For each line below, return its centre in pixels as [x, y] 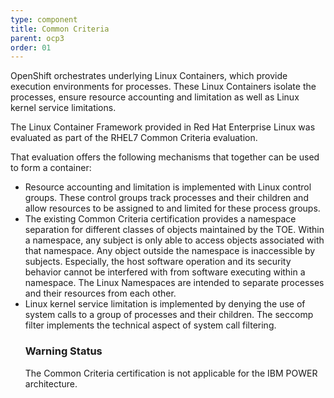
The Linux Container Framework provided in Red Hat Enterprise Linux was [163, 127]
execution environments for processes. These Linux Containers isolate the [163, 87]
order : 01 [31, 47]
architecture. [51, 383]
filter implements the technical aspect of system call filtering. [150, 325]
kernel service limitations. [63, 108]
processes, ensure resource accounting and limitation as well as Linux [155, 97]
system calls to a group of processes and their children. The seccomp [169, 315]
